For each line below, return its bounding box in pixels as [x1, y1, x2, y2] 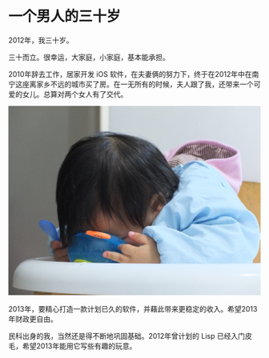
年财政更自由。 [8, 314, 58, 324]
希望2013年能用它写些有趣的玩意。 [22, 341, 137, 351]
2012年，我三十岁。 [8, 35, 74, 45]
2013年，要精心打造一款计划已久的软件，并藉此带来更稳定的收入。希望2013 [8, 304, 258, 313]
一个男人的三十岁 [8, 7, 122, 26]
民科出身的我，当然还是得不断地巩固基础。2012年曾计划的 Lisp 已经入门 [8, 331, 246, 340]
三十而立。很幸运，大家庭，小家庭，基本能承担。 [8, 52, 170, 62]
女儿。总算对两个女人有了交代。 [22, 89, 128, 99]
